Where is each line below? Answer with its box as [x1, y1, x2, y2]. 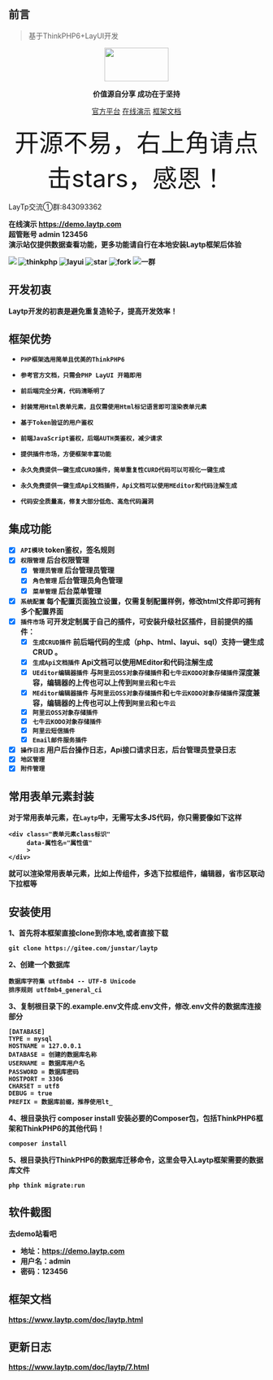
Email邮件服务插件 [32, 736, 88, 745]
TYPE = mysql [8, 1035, 53, 1043]
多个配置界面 [19, 606, 63, 616]
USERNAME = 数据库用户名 [8, 1059, 85, 1067]
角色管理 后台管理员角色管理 [32, 576, 123, 585]
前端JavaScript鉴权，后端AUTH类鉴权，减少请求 [19, 435, 162, 443]
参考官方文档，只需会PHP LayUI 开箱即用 [19, 371, 142, 380]
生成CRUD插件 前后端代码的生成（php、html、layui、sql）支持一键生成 [32, 637, 264, 646]
